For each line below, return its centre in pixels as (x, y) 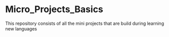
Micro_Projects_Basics (54, 9)
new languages (21, 28)
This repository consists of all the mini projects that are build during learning (85, 23)
